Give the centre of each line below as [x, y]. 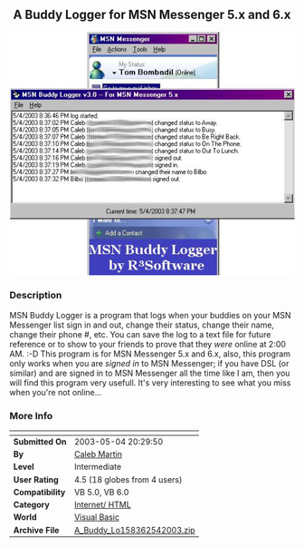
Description [36, 296]
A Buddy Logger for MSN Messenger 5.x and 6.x [152, 15]
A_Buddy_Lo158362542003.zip [135, 530]
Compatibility [39, 492]
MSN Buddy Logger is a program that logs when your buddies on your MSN [150, 315]
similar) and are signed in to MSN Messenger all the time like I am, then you [150, 373]
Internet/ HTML [102, 505]
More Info [31, 415]
